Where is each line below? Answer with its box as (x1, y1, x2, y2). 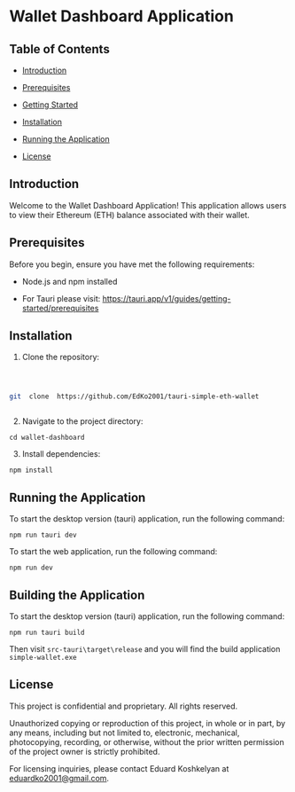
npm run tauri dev (9, 530, 77, 540)
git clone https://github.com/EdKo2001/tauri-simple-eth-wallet (9, 392, 260, 401)
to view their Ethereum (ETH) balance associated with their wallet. (9, 209, 250, 220)
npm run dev (9, 563, 53, 573)
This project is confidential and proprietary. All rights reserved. (9, 701, 238, 711)
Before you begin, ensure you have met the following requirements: (9, 259, 255, 270)
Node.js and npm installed (21, 276, 118, 286)
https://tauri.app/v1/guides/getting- (102, 293, 232, 303)
